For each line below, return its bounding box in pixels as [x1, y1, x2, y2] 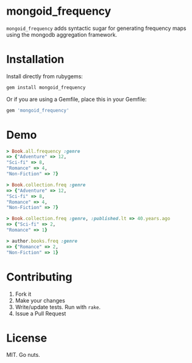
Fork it [15, 290, 32, 298]
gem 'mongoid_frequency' [6, 107, 69, 114]
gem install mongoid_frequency [6, 84, 86, 90]
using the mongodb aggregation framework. [6, 31, 118, 38]
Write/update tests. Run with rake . [15, 303, 101, 310]
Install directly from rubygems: [6, 72, 84, 80]
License [6, 331, 48, 345]
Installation [6, 53, 65, 67]
